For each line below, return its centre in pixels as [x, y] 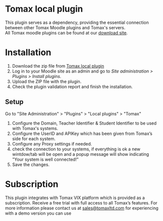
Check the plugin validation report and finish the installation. [72, 87]
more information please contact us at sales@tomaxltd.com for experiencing [82, 208]
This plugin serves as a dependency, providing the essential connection [77, 22]
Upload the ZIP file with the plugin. [47, 81]
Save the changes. [31, 165]
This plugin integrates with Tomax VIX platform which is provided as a [75, 198]
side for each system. [34, 138]
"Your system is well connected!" [45, 159]
